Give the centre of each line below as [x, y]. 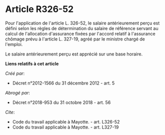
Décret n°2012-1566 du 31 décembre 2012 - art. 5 [63, 83]
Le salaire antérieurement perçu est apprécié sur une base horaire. [74, 54]
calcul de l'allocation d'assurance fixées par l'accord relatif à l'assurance [80, 33]
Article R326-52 [39, 9]
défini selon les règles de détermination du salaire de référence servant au [82, 28]
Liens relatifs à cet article [32, 63]
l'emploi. [14, 44]
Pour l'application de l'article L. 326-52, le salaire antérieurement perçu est [82, 23]
